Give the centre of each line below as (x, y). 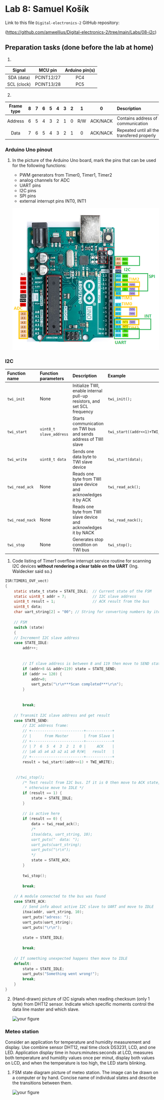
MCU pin (48, 70)
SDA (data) (19, 77)
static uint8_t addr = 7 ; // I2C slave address (75, 596)
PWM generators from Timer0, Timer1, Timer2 (66, 175)
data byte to (84, 457)
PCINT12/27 (48, 77)
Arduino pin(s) (80, 70)
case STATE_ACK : (31, 902)
